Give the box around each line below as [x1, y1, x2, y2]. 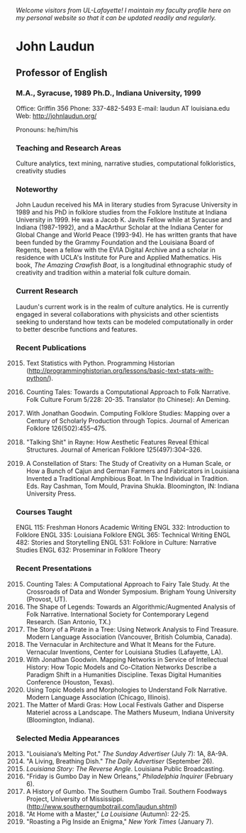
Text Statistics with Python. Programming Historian [26, 359, 175, 368]
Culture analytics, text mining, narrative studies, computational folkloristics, [16, 159, 236, 168]
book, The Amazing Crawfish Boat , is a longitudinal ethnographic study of [16, 261, 233, 269]
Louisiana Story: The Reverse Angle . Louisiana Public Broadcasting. [26, 764, 225, 773]
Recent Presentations [16, 564, 92, 574]
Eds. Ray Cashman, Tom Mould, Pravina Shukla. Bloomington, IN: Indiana [26, 482, 240, 491]
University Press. [26, 489, 77, 498]
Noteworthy [16, 185, 58, 195]
